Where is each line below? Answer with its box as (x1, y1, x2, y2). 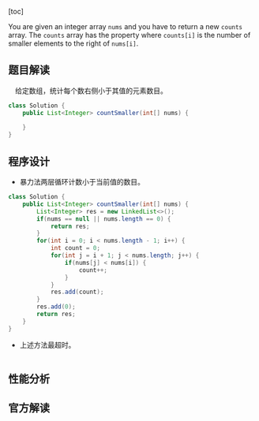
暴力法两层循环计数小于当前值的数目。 (19, 177, 145, 186)
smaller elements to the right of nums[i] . (8, 39, 139, 48)
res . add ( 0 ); (36, 303, 77, 311)
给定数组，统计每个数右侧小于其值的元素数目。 (15, 86, 167, 95)
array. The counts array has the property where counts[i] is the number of (8, 31, 251, 39)
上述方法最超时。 (19, 340, 76, 349)
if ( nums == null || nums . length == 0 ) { (36, 214, 171, 223)
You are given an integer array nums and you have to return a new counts (8, 22, 243, 31)
